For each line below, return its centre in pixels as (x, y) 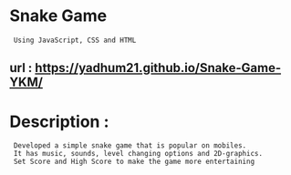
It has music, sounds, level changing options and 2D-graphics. (138, 154)
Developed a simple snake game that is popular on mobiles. (130, 146)
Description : (59, 122)
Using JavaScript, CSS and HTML (75, 40)
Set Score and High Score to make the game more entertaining (134, 162)
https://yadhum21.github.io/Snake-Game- (158, 68)
